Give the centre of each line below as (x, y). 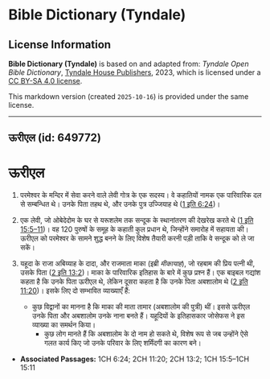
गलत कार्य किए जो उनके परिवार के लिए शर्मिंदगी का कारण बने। (123, 343)
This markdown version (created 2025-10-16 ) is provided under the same (129, 97)
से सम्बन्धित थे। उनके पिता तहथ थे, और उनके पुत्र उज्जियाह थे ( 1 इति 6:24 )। (120, 204)
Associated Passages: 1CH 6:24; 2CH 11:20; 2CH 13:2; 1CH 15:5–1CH (135, 359)
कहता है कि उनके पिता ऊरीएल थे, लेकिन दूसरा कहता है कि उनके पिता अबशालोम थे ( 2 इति (134, 282)
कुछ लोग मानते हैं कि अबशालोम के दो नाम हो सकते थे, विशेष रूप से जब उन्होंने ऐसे (146, 334)
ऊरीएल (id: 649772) (55, 138)
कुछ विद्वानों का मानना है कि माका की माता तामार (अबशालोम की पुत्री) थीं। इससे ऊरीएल (141, 307)
